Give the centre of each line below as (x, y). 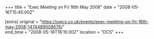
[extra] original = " (23, 22)
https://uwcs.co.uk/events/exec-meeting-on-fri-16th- (95, 22)
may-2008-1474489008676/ (34, 27)
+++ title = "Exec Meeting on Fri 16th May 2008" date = (61, 7)
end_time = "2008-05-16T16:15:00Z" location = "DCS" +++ (64, 32)
